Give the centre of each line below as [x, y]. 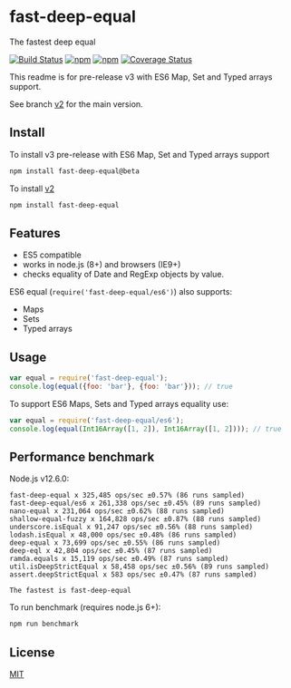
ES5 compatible [52, 255]
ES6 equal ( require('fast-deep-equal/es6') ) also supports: [121, 292]
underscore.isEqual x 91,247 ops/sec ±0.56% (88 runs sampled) [131, 528]
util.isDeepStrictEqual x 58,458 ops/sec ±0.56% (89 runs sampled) [140, 567]
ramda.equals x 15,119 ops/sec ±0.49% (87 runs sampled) [119, 559]
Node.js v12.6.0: [39, 479]
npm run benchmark [44, 624]
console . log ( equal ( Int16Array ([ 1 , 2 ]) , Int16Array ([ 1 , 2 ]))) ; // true [145, 429]
